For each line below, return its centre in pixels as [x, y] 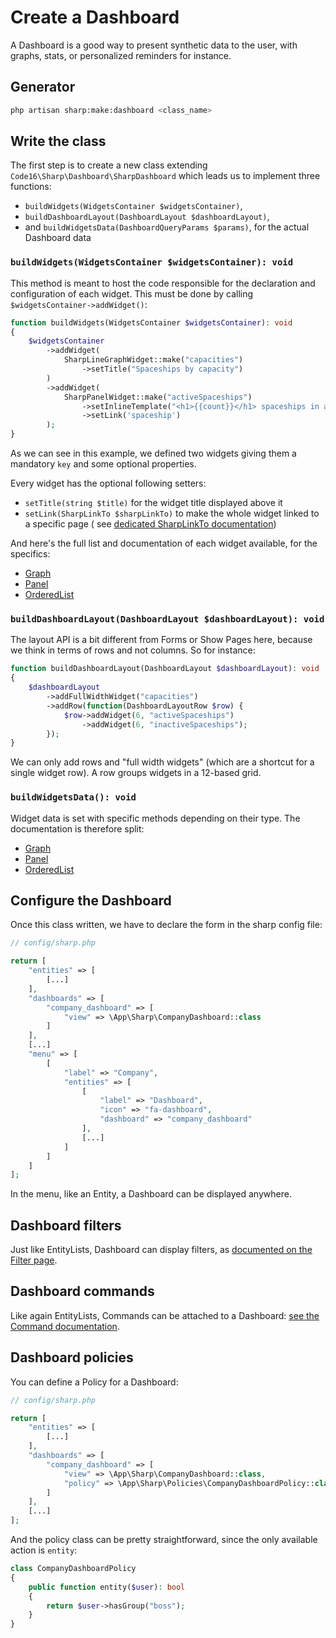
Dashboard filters [66, 1225]
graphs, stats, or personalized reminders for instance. [121, 55]
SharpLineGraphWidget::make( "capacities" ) [153, 360]
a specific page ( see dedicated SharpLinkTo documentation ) [150, 524]
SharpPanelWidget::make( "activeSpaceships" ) [158, 397]
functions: [31, 187]
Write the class [58, 141]
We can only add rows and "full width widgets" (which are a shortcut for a [162, 762]
